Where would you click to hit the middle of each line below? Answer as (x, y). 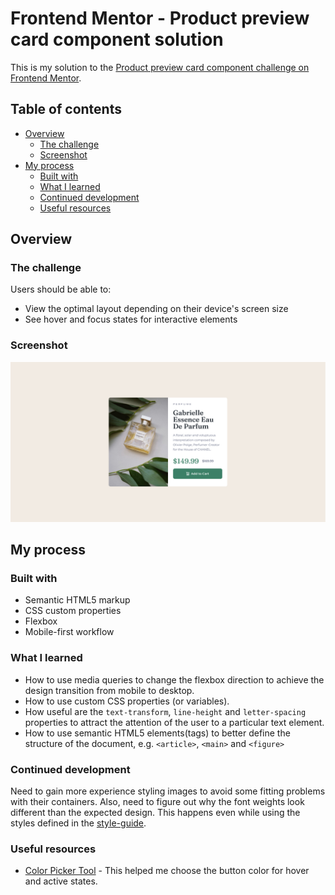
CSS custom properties (73, 611)
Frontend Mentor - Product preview (160, 18)
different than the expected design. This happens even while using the (155, 812)
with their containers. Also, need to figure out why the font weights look (157, 801)
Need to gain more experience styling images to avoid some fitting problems (168, 791)
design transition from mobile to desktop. (109, 690)
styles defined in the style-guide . (78, 823)
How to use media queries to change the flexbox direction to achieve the (174, 679)
